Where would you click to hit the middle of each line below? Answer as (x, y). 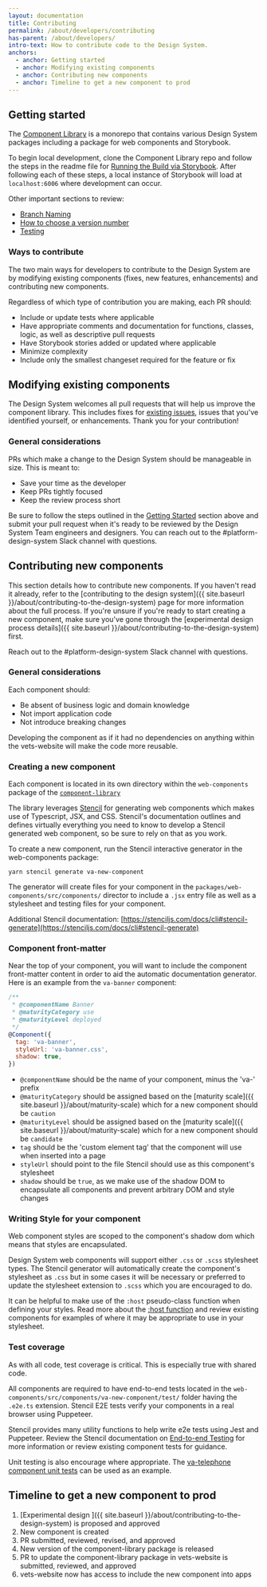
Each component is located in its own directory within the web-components (128, 784)
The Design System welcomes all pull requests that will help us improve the (132, 404)
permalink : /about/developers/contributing (82, 30)
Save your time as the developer (73, 483)
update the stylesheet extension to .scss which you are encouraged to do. (130, 1285)
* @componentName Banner (53, 1005)
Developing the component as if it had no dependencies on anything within (132, 737)
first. (16, 636)
